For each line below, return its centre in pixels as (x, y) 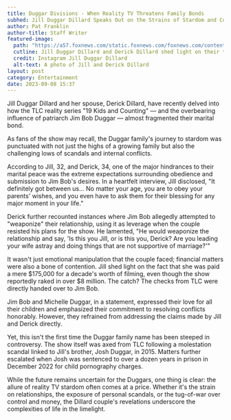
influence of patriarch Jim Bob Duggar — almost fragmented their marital (111, 118)
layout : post (26, 71)
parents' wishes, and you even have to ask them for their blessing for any (111, 196)
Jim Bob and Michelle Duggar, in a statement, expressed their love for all (110, 302)
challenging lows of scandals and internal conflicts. (80, 154)
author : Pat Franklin (38, 26)
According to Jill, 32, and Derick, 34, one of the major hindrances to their (111, 167)
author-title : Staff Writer (47, 33)
